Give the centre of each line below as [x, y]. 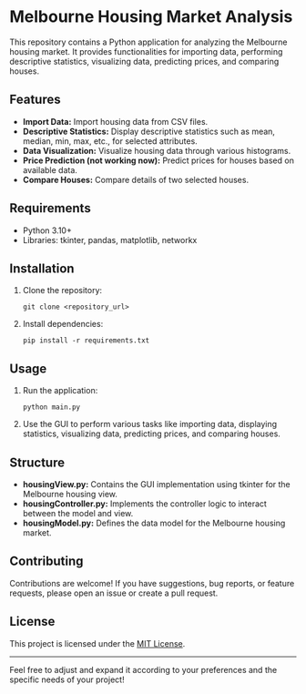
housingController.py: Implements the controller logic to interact [144, 504]
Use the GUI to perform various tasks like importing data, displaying [150, 424]
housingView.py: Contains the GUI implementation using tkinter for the [157, 484]
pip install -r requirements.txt [86, 341]
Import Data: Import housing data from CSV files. [115, 121]
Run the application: [60, 391]
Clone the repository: [62, 291]
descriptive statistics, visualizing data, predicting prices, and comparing [144, 61]
